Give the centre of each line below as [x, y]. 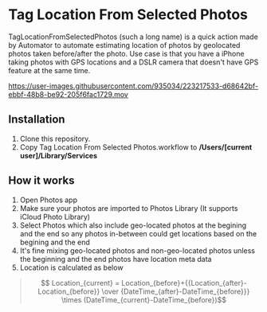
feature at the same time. [49, 70]
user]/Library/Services [59, 155]
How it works [41, 181]
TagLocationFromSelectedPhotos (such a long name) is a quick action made [133, 37]
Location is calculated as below [71, 267]
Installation [37, 120]
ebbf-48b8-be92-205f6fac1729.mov [69, 94]
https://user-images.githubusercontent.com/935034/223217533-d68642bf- [133, 86]
